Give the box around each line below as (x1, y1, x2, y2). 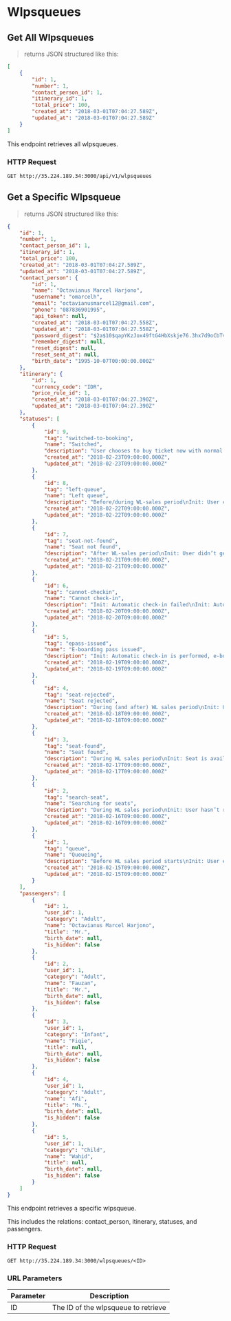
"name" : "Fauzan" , (43, 980, 97, 986)
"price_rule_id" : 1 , (32, 390, 91, 397)
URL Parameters (7, 1273, 63, 1283)
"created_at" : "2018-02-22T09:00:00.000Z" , (43, 505, 170, 513)
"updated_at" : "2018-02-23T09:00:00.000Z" (43, 460, 168, 468)
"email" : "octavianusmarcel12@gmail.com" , (32, 300, 155, 307)
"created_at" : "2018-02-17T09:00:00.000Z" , (43, 762, 170, 769)
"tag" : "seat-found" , (43, 742, 107, 749)
